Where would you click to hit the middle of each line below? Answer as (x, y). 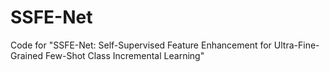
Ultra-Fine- (296, 45)
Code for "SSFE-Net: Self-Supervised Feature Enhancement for (141, 45)
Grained (26, 55)
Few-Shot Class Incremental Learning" (124, 55)
